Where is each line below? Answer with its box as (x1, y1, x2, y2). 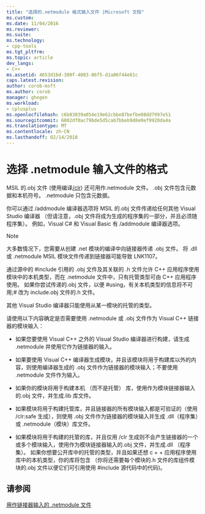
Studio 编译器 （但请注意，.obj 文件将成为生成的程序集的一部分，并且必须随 (6, 212, 198, 219)
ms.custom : (6, 15, 34, 21)
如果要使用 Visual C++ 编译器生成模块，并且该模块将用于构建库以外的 (15, 356, 192, 363)
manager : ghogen (6, 94, 48, 100)
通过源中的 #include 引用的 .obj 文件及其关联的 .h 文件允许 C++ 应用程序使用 (6, 265, 199, 273)
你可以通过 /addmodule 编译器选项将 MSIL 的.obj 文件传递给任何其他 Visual (6, 205, 196, 212)
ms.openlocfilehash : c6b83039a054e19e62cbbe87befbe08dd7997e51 (6, 111, 171, 118)
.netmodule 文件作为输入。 (15, 371, 83, 379)
